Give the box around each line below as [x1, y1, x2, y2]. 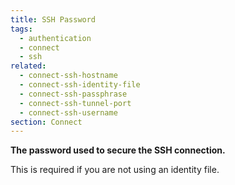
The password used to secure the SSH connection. [10, 144, 226, 156]
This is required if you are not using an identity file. [10, 164, 220, 176]
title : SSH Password [10, 14, 97, 25]
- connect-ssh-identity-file [19, 80, 141, 90]
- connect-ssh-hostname [19, 71, 118, 81]
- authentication [19, 33, 92, 43]
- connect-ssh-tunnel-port [19, 98, 132, 108]
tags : [10, 24, 33, 34]
